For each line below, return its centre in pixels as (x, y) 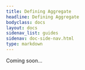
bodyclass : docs (26, 22)
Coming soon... (24, 60)
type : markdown (24, 44)
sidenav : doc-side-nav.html (40, 38)
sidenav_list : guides (32, 33)
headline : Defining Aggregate (43, 17)
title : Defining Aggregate (39, 11)
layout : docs (22, 28)
